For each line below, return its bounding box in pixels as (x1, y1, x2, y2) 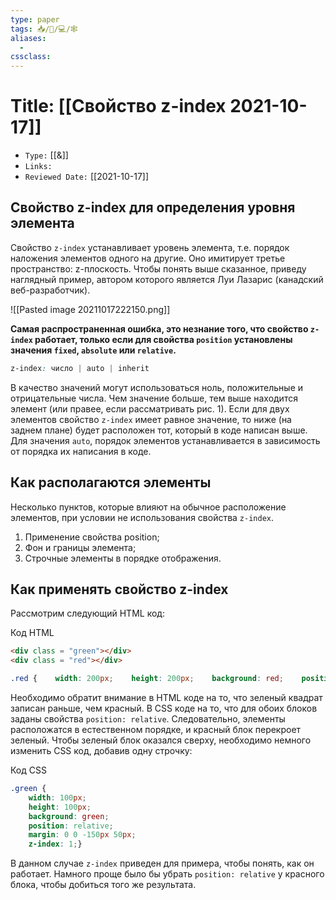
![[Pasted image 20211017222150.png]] (10, 303, 171, 315)
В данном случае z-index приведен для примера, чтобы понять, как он (10, 857, 315, 870)
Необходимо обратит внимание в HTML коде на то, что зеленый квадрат (10, 692, 323, 703)
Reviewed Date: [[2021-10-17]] (24, 171, 150, 183)
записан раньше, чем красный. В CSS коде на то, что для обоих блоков (10, 702, 318, 714)
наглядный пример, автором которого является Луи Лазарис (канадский (10, 273, 324, 285)
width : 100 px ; (28, 792, 87, 803)
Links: (24, 162, 53, 172)
